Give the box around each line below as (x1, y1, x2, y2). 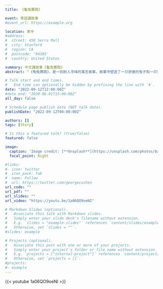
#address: (5, 33, 25, 39)
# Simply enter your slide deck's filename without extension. (5, 216, 140, 221)
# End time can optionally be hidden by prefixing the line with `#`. (5, 83, 155, 88)
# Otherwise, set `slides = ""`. (5, 225, 77, 230)
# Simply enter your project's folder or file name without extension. (5, 247, 158, 252)
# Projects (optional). (5, 238, 53, 243)
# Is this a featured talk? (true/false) (5, 131, 90, 136)
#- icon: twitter (5, 167, 40, 172)
